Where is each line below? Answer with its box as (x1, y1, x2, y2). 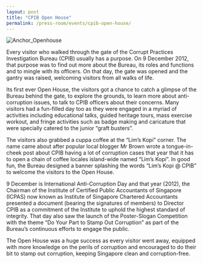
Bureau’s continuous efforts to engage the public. (6, 225, 130, 233)
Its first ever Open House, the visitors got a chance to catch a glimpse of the (6, 86, 197, 93)
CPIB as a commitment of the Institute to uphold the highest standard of (6, 206, 185, 213)
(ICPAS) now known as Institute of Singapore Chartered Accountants (6, 193, 178, 201)
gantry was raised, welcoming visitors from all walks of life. (6, 74, 155, 82)
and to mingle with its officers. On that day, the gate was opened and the (6, 68, 188, 75)
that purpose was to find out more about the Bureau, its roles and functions (6, 61, 195, 68)
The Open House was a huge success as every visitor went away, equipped (6, 237, 196, 244)
